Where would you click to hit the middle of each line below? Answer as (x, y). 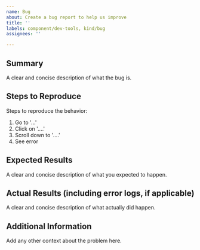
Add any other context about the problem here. (64, 241)
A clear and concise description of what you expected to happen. (87, 174)
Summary (25, 63)
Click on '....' (30, 128)
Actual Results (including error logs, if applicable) (100, 193)
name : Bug (19, 12)
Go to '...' (26, 122)
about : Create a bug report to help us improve (67, 17)
